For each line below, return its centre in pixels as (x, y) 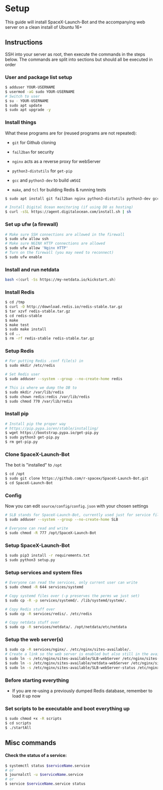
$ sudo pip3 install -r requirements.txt (48, 556)
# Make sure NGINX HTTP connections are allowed (55, 244)
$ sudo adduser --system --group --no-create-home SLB (62, 520)
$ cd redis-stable (24, 316)
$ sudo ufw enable (24, 257)
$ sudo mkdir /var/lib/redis (34, 392)
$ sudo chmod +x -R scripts (33, 719)
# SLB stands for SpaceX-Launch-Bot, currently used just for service (78, 515)
